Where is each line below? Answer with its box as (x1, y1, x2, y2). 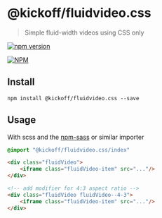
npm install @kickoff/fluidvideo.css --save (7, 95, 140, 102)
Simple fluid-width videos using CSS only (24, 28, 144, 37)
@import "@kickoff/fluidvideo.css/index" (7, 146, 130, 153)
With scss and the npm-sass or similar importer (7, 133, 144, 141)
